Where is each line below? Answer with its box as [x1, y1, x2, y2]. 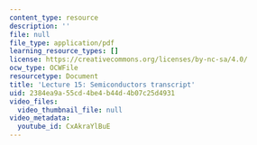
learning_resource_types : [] [9, 47, 119, 56]
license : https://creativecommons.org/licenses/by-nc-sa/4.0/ [9, 55, 248, 64]
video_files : [9, 96, 59, 106]
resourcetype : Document [9, 72, 99, 81]
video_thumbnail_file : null [17, 105, 124, 114]
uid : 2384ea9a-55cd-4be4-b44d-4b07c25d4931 [9, 88, 176, 97]
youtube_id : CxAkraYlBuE [17, 122, 111, 131]
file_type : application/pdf [9, 38, 115, 48]
